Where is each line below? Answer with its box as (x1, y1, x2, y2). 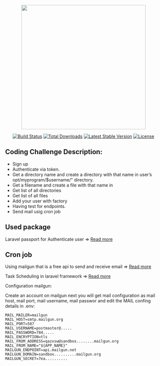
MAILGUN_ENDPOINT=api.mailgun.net (5, 348, 77, 353)
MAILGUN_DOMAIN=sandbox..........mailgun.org (5, 352, 101, 357)
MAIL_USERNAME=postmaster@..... (5, 326, 72, 331)
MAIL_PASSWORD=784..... (5, 330, 55, 335)
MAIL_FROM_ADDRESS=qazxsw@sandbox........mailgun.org (5, 339, 119, 344)
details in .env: (5, 303, 35, 309)
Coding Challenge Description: (5, 148, 103, 156)
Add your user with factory (12, 198, 68, 204)
